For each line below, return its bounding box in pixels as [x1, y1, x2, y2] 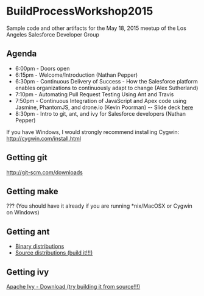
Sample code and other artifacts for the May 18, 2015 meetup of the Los [6, 24, 187, 32]
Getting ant [6, 227, 50, 237]
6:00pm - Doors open [15, 65, 70, 72]
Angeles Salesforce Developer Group [6, 30, 99, 38]
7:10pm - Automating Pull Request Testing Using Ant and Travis [15, 90, 174, 98]
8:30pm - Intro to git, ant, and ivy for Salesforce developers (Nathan [15, 110, 186, 117]
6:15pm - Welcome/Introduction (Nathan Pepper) [15, 71, 138, 79]
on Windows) [6, 209, 40, 216]
